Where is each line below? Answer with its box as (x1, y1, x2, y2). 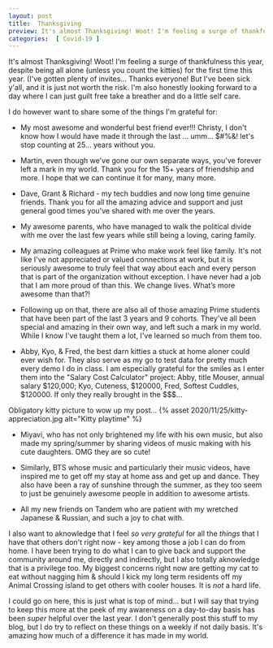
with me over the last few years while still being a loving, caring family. (19, 231, 257, 240)
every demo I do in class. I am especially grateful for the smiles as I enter (19, 364, 265, 374)
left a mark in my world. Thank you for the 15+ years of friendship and (19, 164, 254, 175)
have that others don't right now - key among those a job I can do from (8, 538, 246, 547)
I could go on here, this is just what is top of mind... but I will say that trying (8, 596, 259, 606)
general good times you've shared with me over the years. (19, 206, 215, 216)
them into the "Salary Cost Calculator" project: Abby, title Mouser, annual (19, 373, 265, 382)
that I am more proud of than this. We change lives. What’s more (19, 281, 236, 291)
